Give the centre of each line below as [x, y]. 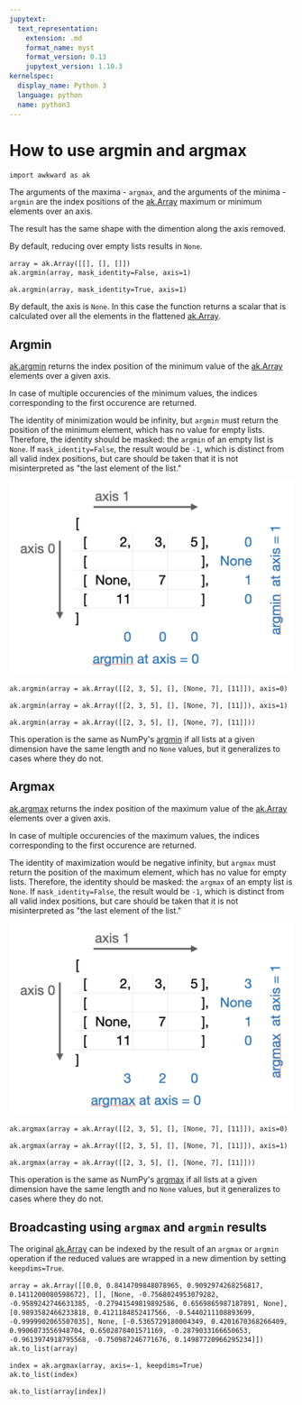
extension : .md [54, 38]
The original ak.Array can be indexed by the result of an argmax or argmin [144, 1249]
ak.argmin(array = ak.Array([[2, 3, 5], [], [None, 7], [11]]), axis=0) [149, 689]
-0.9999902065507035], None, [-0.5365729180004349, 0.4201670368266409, [149, 1322]
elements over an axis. [51, 211]
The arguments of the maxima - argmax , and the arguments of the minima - [148, 192]
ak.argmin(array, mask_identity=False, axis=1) [101, 273]
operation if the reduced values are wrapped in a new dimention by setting [148, 1259]
